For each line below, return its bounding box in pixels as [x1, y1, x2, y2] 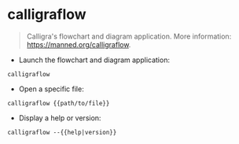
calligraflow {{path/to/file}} [7, 99, 110, 107]
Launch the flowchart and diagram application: [18, 55, 171, 65]
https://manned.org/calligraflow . [26, 39, 131, 49]
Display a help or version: [18, 113, 101, 123]
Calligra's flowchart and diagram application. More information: [26, 31, 232, 41]
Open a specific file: [18, 84, 84, 94]
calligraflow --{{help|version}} [7, 128, 117, 136]
